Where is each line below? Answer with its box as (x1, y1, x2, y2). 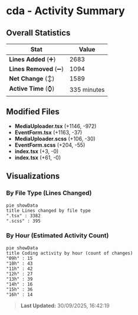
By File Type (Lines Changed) (6, 189, 92, 197)
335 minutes (69, 85, 105, 94)
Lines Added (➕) (9, 55, 56, 63)
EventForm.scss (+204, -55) (14, 141, 86, 149)
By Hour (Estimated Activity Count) (6, 232, 109, 240)
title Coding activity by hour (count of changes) (6, 250, 133, 256)
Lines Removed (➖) (9, 65, 64, 73)
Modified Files (6, 107, 60, 117)
